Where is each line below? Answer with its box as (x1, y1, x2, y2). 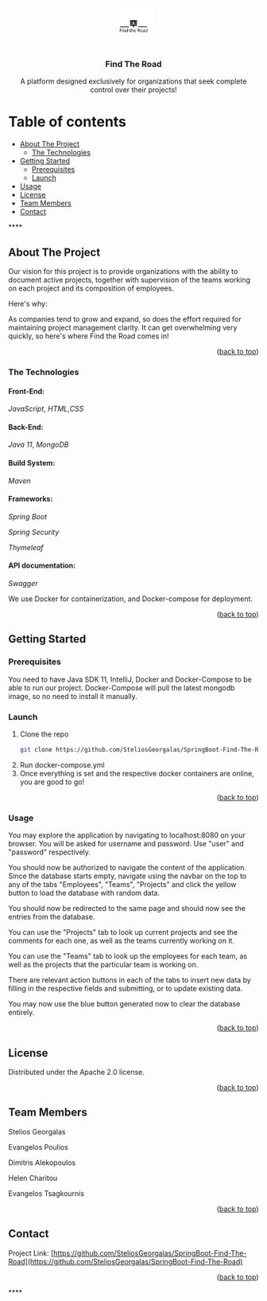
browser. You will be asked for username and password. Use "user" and (8, 839, 244, 849)
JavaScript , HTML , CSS (8, 404, 84, 414)
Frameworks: (8, 494, 53, 504)
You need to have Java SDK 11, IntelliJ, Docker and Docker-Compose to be (8, 674, 252, 684)
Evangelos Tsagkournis (8, 1188, 85, 1198)
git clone (19, 745, 53, 753)
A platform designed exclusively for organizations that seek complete (20, 76, 247, 86)
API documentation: (8, 561, 76, 570)
